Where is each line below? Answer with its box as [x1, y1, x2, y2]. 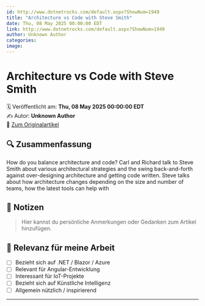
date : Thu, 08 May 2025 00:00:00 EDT [6, 20, 103, 26]
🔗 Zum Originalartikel [6, 120, 59, 128]
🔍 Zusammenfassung [6, 139, 92, 150]
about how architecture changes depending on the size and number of [6, 178, 184, 185]
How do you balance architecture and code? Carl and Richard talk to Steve [6, 158, 194, 166]
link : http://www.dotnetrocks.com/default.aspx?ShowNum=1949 [6, 26, 165, 32]
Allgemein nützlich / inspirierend [15, 286, 96, 294]
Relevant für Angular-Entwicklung [15, 266, 100, 273]
